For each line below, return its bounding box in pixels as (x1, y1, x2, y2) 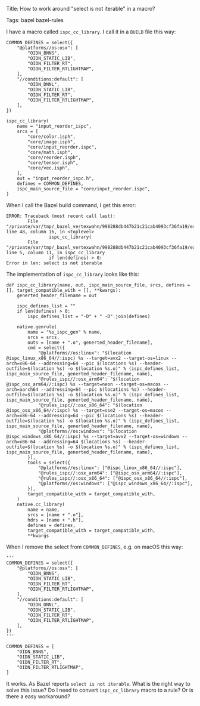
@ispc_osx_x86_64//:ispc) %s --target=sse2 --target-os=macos (6, 408, 164, 414)
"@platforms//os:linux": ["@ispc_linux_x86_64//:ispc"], (37, 465, 183, 471)
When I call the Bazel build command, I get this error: (6, 202, 136, 208)
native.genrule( (17, 324, 58, 330)
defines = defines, (27, 522, 76, 528)
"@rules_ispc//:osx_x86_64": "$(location (37, 402, 143, 408)
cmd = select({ (27, 345, 65, 351)
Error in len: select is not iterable (6, 260, 102, 266)
